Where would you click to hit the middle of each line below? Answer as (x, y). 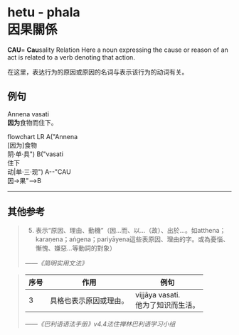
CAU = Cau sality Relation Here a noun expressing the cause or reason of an (118, 50)
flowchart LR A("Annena (43, 136)
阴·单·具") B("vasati (36, 154)
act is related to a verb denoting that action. (71, 57)
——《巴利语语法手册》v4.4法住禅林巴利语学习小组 (100, 324)
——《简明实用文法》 (56, 263)
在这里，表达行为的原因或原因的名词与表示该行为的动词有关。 (98, 72)
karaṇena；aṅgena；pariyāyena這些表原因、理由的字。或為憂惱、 (132, 239)
